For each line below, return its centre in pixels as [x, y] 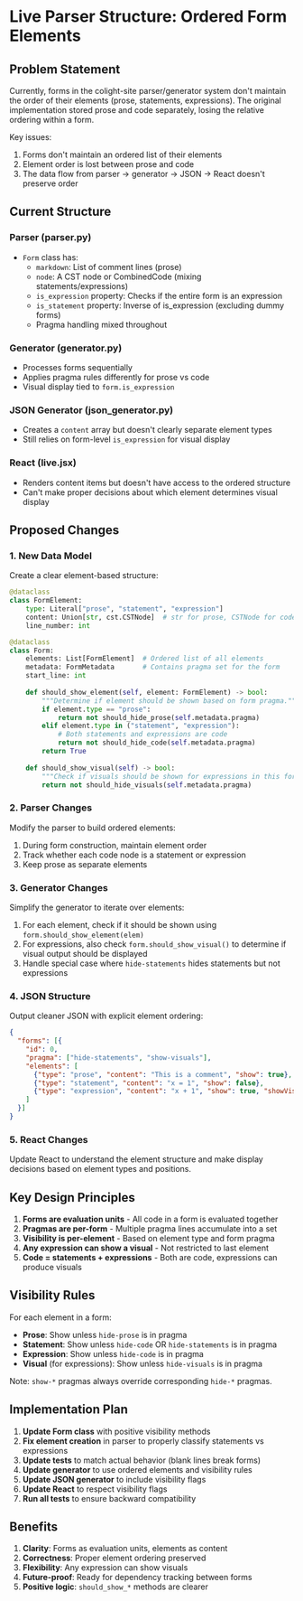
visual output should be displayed [85, 953]
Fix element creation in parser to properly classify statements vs [143, 1441]
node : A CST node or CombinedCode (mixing [119, 276]
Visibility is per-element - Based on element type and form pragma [148, 1239]
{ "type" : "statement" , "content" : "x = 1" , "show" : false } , [148, 1083]
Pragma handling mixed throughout [101, 324]
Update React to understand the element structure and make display [136, 1159]
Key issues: [31, 137]
